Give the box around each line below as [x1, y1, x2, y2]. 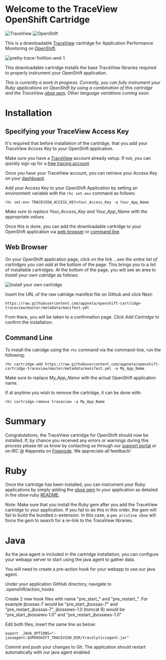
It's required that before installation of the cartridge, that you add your [5, 140, 148, 146]
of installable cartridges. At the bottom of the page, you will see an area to [5, 266, 156, 272]
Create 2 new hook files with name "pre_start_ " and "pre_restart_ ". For [5, 596, 148, 602]
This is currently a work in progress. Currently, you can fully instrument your [5, 79, 161, 85]
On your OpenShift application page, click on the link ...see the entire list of [5, 256, 158, 262]
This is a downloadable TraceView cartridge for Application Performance [5, 40, 153, 46]
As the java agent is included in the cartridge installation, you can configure [5, 551, 159, 557]
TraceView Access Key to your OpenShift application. [5, 145, 114, 151]
